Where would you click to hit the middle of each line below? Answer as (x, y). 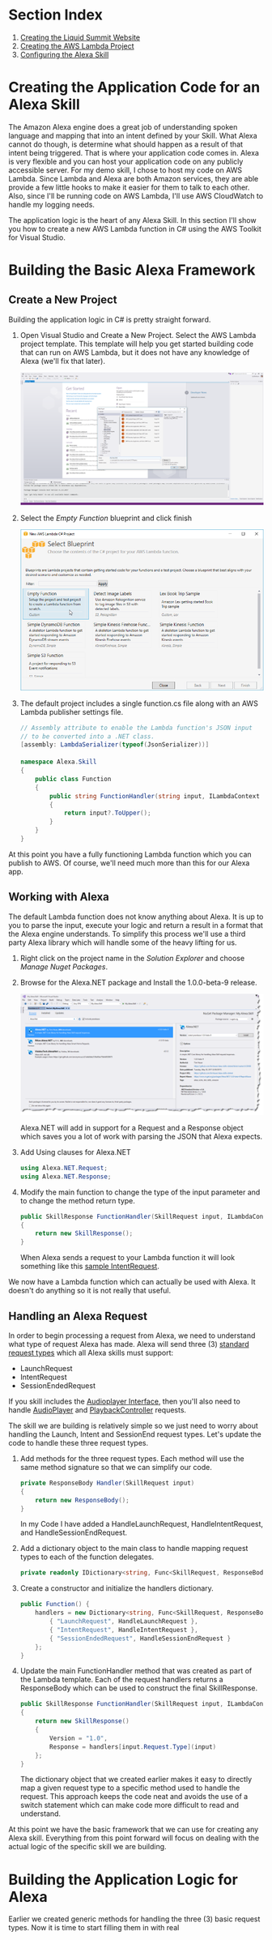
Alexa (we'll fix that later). (62, 361)
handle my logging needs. (52, 204)
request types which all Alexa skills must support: (91, 1352)
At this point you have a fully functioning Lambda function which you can (130, 854)
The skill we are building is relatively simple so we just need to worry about (134, 1425)
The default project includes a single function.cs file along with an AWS (139, 703)
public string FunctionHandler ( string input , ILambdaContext (155, 796)
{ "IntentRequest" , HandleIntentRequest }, (124, 1630)
